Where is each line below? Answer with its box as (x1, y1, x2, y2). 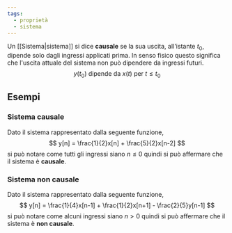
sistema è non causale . (7, 219, 75, 227)
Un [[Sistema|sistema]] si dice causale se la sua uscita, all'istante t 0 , (7, 42, 204, 52)
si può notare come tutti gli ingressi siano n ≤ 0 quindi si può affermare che (7, 150, 224, 158)
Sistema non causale (7, 175, 79, 184)
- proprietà (13, 17, 49, 24)
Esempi (7, 91, 40, 103)
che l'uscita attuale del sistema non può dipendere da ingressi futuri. (7, 58, 204, 67)
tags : (7, 10, 23, 17)
